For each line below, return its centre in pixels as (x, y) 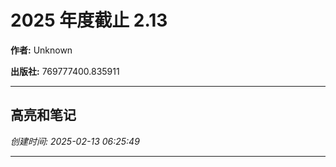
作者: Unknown (41, 50)
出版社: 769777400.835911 (65, 71)
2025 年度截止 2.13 (89, 20)
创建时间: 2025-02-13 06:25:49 (75, 141)
